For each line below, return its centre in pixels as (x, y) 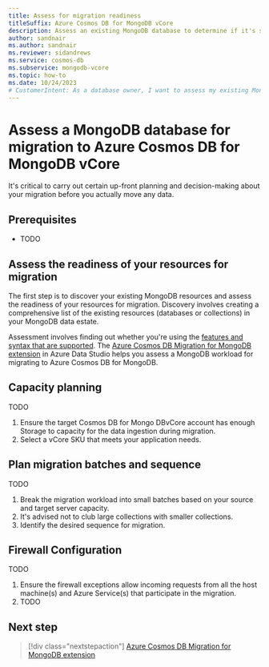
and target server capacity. (64, 508)
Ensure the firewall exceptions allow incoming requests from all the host (139, 585)
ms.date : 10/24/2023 (43, 82)
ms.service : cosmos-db (46, 61)
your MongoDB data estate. (54, 321)
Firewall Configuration (65, 550)
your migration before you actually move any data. (91, 195)
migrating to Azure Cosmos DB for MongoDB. (83, 362)
